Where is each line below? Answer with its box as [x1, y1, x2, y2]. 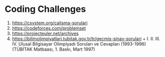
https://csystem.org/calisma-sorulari [12, 20, 88, 26]
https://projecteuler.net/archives [12, 30, 79, 36]
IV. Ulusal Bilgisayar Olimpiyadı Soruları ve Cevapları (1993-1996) [12, 41, 146, 47]
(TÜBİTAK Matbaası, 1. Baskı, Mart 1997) [12, 46, 95, 52]
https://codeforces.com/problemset [12, 25, 86, 31]
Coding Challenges [5, 3, 86, 15]
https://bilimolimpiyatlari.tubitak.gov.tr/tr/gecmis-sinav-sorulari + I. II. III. [12, 36, 160, 42]
